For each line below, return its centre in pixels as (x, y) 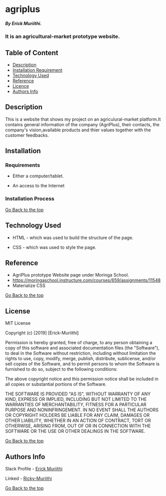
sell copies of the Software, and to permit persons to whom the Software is (82, 364)
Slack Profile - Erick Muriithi (34, 469)
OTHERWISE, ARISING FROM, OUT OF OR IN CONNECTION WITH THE (78, 426)
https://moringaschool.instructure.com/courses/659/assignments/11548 (86, 280)
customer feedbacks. (27, 135)
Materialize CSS (29, 286)
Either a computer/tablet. (38, 176)
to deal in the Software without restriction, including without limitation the (80, 353)
